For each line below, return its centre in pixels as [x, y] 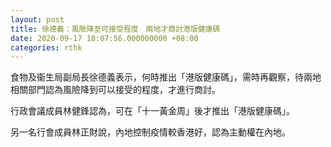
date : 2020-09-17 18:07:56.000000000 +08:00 [104, 38]
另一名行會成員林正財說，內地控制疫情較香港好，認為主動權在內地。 [150, 132]
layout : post [37, 19]
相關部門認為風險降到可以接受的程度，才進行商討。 [115, 90]
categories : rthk [46, 47]
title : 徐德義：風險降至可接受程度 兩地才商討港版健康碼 [115, 29]
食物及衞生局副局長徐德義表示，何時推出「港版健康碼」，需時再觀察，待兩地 [166, 77]
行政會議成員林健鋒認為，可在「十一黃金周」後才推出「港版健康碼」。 [152, 111]
